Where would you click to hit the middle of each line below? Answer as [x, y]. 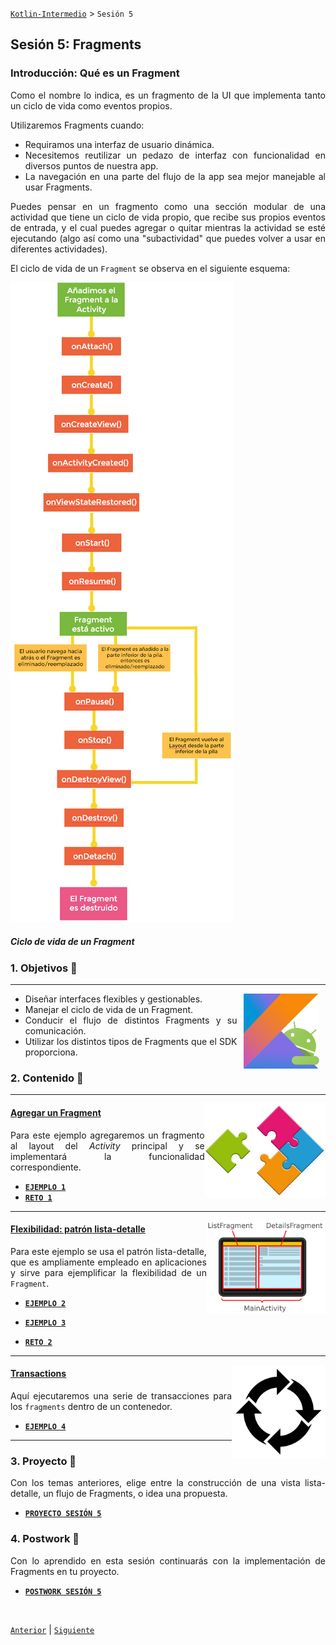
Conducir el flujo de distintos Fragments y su [131, 1020]
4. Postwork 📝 [45, 1539]
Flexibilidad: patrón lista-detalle [78, 1229]
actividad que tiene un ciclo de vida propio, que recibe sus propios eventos [168, 217]
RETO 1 [38, 1198]
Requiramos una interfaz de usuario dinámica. [119, 144]
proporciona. [51, 1052]
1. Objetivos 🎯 [44, 968]
